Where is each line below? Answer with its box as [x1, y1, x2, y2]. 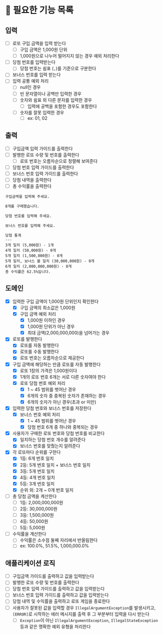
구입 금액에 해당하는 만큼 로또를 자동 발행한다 [12, 361, 101, 367]
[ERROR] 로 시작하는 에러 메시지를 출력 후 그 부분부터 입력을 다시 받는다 [12, 611, 150, 617]
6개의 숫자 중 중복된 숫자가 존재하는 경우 [27, 392, 106, 398]
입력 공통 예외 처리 [12, 78, 49, 84]
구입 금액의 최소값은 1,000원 [19, 304, 76, 311]
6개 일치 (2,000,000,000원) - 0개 [5, 264, 72, 269]
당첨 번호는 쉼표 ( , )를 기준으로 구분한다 [19, 66, 96, 72]
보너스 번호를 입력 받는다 [12, 72, 61, 78]
